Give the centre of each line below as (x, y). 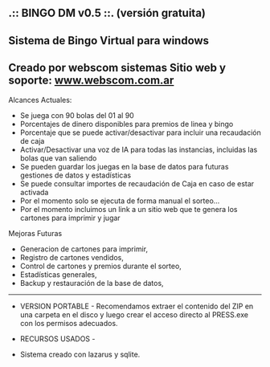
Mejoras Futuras (35, 233)
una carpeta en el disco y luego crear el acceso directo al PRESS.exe (134, 314)
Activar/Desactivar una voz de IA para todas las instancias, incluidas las (139, 149)
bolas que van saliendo (58, 158)
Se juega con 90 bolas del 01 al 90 (77, 115)
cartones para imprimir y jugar (70, 218)
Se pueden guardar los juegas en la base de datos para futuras (124, 166)
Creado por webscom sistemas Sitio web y (117, 68)
